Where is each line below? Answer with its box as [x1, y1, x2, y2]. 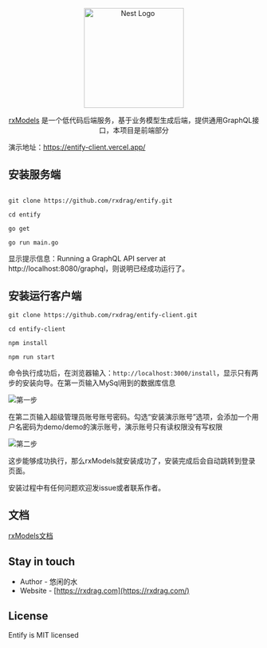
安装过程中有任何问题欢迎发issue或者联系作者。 [8, 483, 166, 492]
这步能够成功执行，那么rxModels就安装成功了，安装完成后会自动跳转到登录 [8, 455, 256, 465]
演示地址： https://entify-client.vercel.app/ [8, 142, 146, 152]
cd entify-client [8, 324, 66, 333]
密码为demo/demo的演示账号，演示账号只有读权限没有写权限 [22, 422, 223, 431]
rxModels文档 [8, 531, 53, 541]
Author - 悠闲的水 [19, 577, 78, 586]
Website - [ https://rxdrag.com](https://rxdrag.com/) [19, 586, 190, 595]
